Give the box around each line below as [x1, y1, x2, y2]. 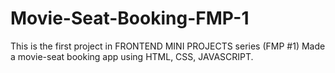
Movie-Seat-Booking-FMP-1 [10, 7, 250, 30]
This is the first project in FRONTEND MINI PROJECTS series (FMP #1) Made [10, 40, 326, 52]
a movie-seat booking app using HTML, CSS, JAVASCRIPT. [10, 50, 254, 62]
